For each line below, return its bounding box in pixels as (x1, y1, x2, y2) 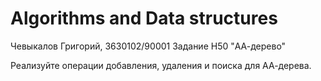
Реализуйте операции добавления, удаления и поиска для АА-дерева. (10, 59, 312, 71)
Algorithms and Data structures (10, 7, 278, 30)
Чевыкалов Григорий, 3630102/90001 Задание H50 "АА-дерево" (10, 40, 287, 52)
